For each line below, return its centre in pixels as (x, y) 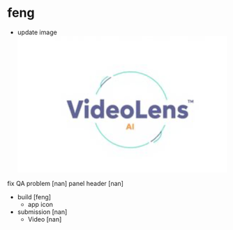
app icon (40, 204)
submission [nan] (42, 212)
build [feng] (34, 196)
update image (37, 32)
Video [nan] (45, 219)
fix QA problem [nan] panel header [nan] (66, 183)
